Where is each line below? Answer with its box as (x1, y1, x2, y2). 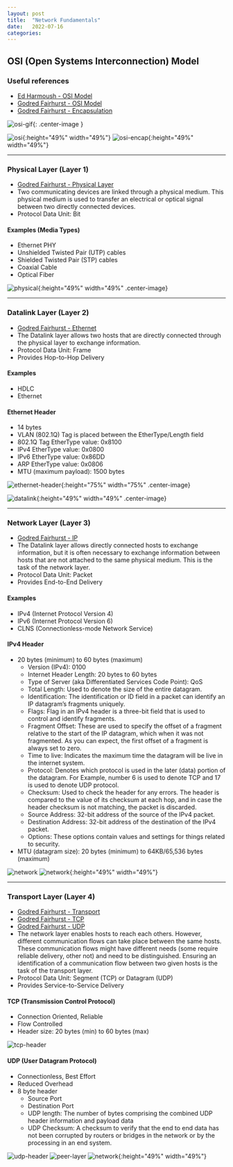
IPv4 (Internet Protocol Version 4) (17, 609, 114, 617)
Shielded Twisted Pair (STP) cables (17, 256, 118, 264)
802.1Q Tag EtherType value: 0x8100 (17, 438, 122, 446)
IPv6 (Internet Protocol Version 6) (17, 617, 113, 625)
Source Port (27, 1094, 62, 1102)
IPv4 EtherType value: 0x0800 (17, 445, 105, 454)
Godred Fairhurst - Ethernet (17, 323, 97, 332)
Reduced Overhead (17, 1080, 74, 1088)
